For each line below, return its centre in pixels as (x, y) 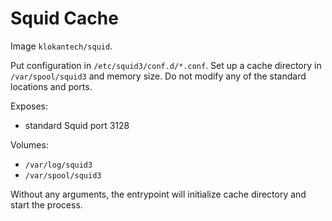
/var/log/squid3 (58, 165)
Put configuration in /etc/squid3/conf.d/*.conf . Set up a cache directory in (166, 65)
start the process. (46, 204)
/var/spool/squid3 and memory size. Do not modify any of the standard (158, 76)
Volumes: (29, 144)
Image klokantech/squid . (61, 46)
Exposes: (29, 106)
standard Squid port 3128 (77, 125)
